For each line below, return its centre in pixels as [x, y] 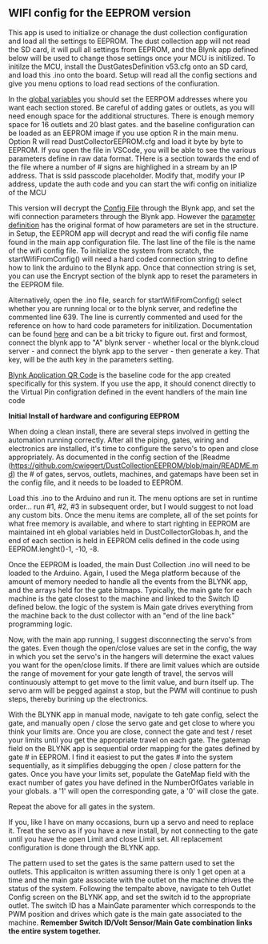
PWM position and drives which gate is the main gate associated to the [125, 914]
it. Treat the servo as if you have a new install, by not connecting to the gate [133, 830]
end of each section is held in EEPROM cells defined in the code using [124, 540]
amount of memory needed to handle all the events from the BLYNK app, [128, 581]
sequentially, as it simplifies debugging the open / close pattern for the [125, 765]
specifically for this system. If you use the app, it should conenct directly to [132, 383]
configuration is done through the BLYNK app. [84, 847]
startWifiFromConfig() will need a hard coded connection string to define [128, 258]
